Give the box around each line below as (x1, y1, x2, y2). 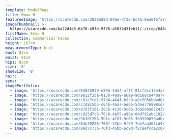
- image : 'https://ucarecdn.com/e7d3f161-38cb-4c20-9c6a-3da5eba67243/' (10, 107, 167, 112)
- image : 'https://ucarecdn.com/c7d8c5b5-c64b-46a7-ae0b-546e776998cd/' (10, 102, 167, 107)
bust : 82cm (5, 50, 28, 55)
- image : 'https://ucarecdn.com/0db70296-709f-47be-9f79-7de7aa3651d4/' (10, 121, 167, 126)
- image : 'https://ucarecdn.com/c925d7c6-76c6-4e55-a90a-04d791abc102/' (10, 112, 167, 117)
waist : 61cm (5, 54, 31, 60)
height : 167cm (5, 41, 36, 46)
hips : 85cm (5, 60, 28, 65)
